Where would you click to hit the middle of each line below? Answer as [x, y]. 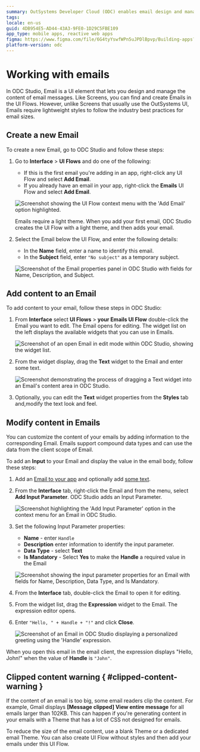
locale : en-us [24, 23]
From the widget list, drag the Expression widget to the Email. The [96, 605]
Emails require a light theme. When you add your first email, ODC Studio [103, 221]
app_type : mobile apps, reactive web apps [60, 34]
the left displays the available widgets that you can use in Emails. [94, 332]
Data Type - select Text [53, 551]
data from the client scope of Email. [50, 450]
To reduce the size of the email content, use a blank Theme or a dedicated [97, 731]
